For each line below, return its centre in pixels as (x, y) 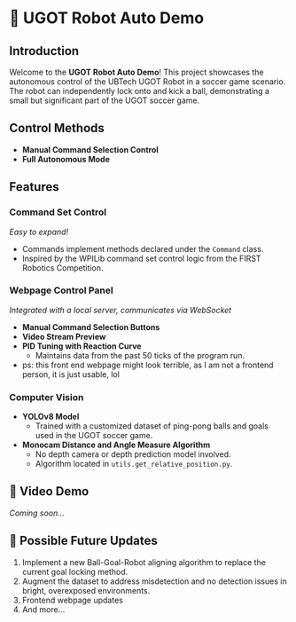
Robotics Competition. (62, 268)
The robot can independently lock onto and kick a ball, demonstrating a (140, 91)
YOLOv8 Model (51, 417)
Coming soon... (37, 513)
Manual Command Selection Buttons (91, 327)
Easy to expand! (39, 232)
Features (34, 187)
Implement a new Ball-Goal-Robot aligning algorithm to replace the (144, 562)
